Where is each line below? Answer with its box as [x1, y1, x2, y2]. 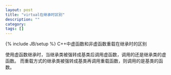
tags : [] [5, 26, 24, 31]
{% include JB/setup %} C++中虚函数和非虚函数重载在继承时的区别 [5, 41, 147, 47]
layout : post [5, 7, 33, 13]
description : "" [5, 17, 40, 22]
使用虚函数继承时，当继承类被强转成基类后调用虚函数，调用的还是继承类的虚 [5, 52, 166, 58]
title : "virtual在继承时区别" [5, 12, 65, 17]
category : [5, 21, 27, 27]
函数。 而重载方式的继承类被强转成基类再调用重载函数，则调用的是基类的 [5, 58, 159, 64]
